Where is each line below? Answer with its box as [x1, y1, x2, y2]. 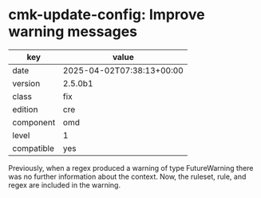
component [12, 117, 56, 128]
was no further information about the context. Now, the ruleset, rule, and [8, 172, 247, 181]
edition [12, 104, 38, 115]
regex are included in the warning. [8, 180, 121, 189]
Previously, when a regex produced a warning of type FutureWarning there [8, 163, 254, 172]
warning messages [8, 22, 138, 41]
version [12, 77, 41, 89]
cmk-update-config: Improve [8, 6, 205, 24]
